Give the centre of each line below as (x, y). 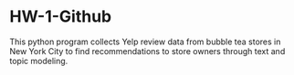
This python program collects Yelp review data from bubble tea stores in (145, 42)
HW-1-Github (61, 17)
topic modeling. (39, 61)
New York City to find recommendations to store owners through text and (147, 51)
